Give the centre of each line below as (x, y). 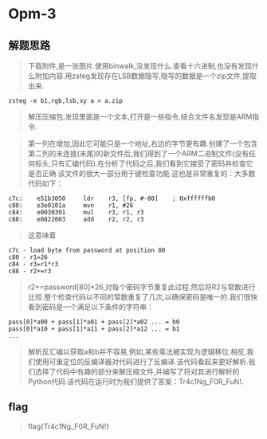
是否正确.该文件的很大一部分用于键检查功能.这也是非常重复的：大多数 (141, 173)
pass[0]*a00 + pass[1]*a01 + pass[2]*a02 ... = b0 (94, 322)
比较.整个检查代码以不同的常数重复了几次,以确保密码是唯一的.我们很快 (142, 297)
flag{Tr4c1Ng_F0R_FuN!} (69, 426)
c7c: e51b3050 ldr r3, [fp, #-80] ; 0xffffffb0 (112, 198)
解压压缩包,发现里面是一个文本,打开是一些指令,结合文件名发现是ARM (140, 117)
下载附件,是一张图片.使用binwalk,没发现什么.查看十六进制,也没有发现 (140, 66)
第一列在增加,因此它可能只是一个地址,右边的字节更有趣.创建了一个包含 (142, 143)
